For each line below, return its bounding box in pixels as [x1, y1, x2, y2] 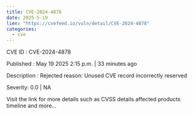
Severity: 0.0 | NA [6, 84, 51, 91]
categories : [6, 26, 37, 32]
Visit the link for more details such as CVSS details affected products [6, 96, 181, 103]
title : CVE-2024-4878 [6, 9, 62, 15]
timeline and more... [6, 102, 57, 110]
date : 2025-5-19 [6, 15, 48, 21]
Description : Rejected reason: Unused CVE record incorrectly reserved [6, 72, 187, 79]
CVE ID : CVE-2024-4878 [6, 48, 71, 55]
